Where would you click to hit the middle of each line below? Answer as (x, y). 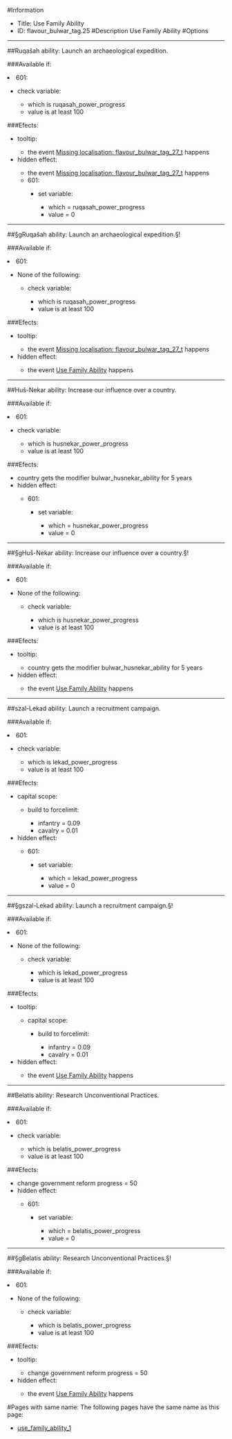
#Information (26, 10)
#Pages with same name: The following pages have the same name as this (113, 1407)
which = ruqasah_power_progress (96, 207)
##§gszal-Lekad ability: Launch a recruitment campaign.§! (90, 905)
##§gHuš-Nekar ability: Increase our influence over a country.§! (98, 553)
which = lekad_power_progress (93, 878)
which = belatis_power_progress (94, 1231)
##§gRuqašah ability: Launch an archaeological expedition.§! (94, 234)
